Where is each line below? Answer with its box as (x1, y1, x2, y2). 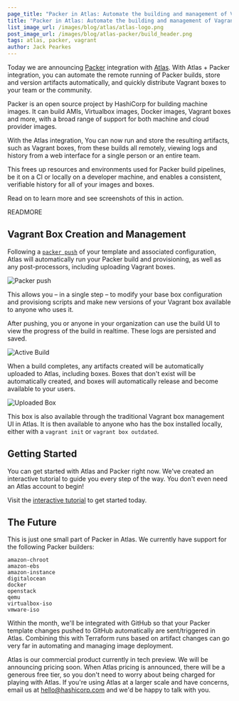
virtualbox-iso (7, 600, 53, 608)
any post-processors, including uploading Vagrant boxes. (7, 262, 176, 271)
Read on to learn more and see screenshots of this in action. (7, 194, 184, 202)
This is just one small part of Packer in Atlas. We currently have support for (7, 535, 227, 544)
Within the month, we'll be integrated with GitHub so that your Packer (7, 619, 211, 628)
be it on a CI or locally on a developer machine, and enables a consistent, (7, 172, 223, 181)
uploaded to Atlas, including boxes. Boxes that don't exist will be (7, 369, 196, 378)
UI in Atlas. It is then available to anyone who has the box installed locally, (7, 420, 223, 428)
